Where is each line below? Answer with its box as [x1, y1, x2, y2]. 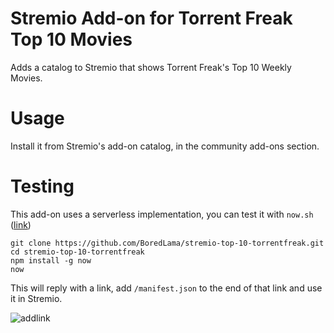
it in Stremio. [10, 292, 63, 304]
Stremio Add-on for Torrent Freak [10, 7, 293, 30]
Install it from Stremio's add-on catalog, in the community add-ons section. [10, 140, 320, 152]
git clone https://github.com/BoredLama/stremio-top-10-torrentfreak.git [10, 238, 325, 248]
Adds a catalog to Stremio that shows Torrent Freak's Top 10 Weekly [10, 61, 292, 73]
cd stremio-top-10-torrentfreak [10, 247, 145, 257]
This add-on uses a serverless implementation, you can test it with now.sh [10, 208, 314, 220]
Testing [10, 175, 75, 198]
